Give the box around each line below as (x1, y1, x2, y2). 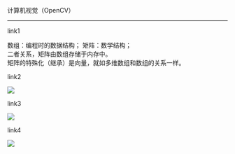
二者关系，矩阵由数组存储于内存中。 (7, 50, 112, 58)
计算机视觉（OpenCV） (7, 6, 75, 14)
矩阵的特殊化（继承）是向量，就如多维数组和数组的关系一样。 (7, 59, 185, 66)
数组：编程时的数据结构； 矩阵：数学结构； (7, 41, 131, 49)
